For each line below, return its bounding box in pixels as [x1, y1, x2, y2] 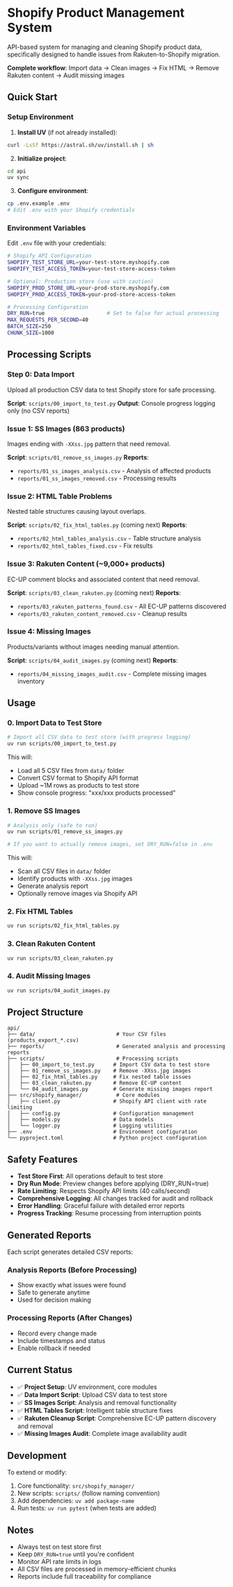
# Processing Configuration [7, 303, 89, 311]
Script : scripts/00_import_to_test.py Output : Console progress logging [7, 399, 216, 407]
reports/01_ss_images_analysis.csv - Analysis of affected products [17, 466, 211, 475]
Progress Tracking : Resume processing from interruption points [17, 1209, 202, 1218]
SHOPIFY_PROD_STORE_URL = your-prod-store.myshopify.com [7, 284, 170, 291]
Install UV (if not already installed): [17, 128, 118, 137]
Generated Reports [7, 1229, 92, 1241]
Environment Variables [7, 223, 86, 233]
